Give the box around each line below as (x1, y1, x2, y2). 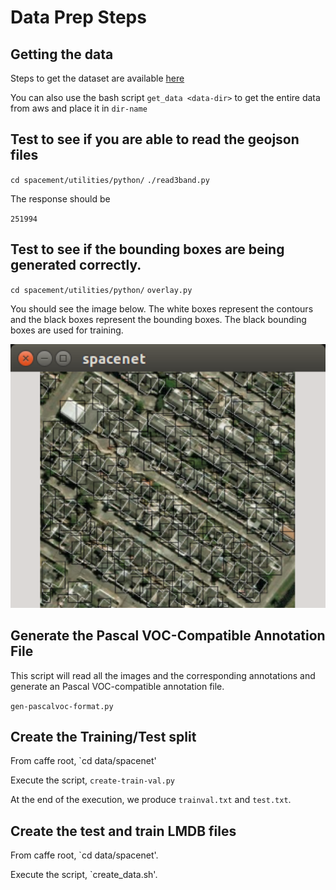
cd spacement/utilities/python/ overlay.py (10, 285, 193, 295)
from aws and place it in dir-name (10, 102, 148, 114)
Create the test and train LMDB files (10, 822, 237, 840)
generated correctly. (10, 257, 142, 274)
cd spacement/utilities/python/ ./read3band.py (10, 175, 210, 185)
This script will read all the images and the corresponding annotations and (10, 669, 316, 681)
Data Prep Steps (10, 6, 147, 29)
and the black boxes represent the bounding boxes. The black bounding (10, 313, 307, 325)
